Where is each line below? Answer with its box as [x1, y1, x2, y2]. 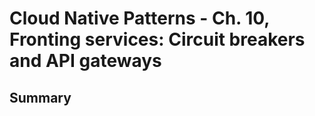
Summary [9, 89, 72, 106]
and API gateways [9, 50, 162, 72]
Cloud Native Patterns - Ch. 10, [9, 7, 270, 30]
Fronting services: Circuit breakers [9, 28, 306, 51]
